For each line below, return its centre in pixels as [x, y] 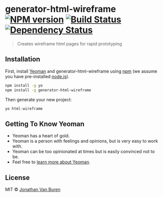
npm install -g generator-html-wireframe [48, 90]
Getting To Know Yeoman [45, 124]
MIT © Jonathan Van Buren [33, 189]
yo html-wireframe [24, 109]
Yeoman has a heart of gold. [41, 136]
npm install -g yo [24, 85]
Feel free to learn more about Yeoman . [51, 162]
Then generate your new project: [38, 99]
